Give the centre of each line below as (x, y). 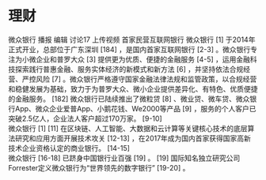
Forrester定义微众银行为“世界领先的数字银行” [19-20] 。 (99, 167)
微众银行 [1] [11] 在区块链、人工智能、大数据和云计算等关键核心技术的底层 (128, 128)
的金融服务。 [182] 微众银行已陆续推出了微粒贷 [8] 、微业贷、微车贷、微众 (129, 99)
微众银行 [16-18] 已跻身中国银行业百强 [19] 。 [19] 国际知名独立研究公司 (124, 158)
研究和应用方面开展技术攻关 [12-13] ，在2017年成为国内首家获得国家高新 (133, 138)
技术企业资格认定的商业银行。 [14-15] (69, 148)
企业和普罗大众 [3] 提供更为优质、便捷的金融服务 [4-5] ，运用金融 (143, 59)
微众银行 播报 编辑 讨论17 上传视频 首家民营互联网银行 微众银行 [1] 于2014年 (132, 39)
